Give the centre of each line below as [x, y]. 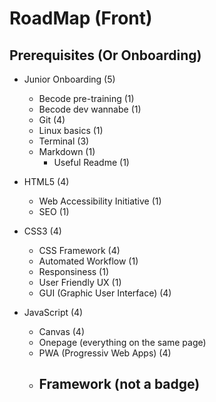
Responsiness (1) [74, 271]
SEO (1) [54, 211]
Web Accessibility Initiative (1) [100, 201]
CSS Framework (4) [79, 250]
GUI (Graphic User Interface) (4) [105, 293]
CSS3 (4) [42, 231]
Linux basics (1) [71, 130]
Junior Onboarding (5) [69, 79]
